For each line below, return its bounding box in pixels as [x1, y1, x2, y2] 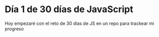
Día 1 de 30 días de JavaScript [5, 4, 134, 15]
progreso [5, 25, 24, 31]
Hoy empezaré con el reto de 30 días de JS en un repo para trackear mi [5, 20, 154, 26]
